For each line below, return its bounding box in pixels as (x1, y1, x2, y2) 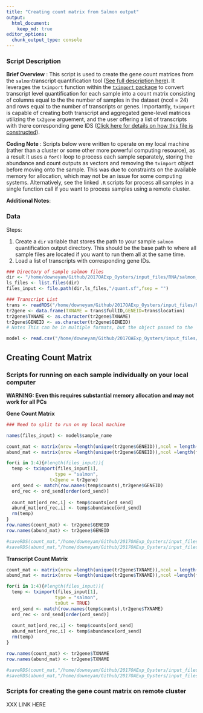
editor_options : (6, 31, 47, 38)
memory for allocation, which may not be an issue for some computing (6, 172, 182, 180)
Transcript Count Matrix (6, 555, 68, 562)
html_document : (11, 20, 50, 26)
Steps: (6, 226, 22, 233)
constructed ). (6, 128, 40, 136)
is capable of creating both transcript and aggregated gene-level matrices (6, 110, 191, 117)
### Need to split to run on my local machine (6, 421, 126, 427)
